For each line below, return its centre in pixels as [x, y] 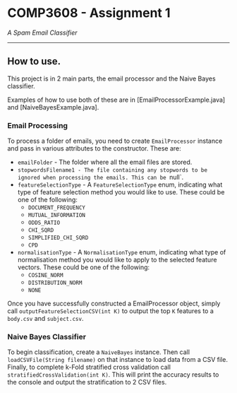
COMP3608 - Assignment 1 [89, 13]
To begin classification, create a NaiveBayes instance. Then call [99, 352]
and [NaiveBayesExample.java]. [53, 107]
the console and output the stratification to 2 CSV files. [87, 382]
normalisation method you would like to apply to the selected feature [117, 260]
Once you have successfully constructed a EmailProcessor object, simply [114, 304]
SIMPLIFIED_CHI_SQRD [58, 238]
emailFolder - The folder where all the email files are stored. [105, 162]
